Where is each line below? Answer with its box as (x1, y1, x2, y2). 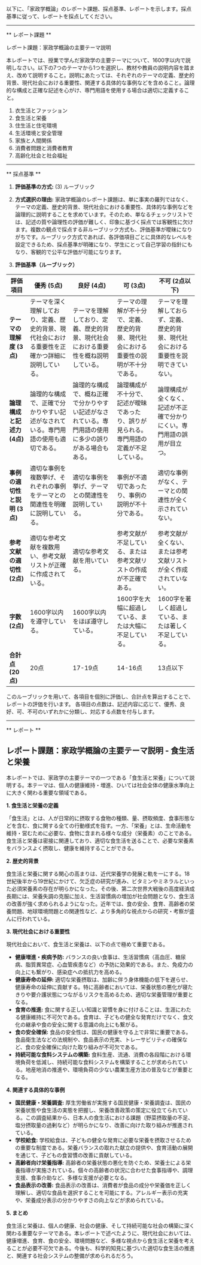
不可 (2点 (159, 277, 185, 285)
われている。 (22, 915, 53, 922)
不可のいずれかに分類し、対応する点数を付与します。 (26, 708, 158, 715)
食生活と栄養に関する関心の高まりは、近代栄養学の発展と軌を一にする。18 (6, 870, 190, 877)
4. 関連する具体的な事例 (6, 1086, 65, 1093)
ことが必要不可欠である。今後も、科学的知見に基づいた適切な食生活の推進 (11, 1245, 195, 1252)
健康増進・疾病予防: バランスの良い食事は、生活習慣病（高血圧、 (14, 953, 176, 961)
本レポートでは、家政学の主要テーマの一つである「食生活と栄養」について (6, 774, 190, 781)
